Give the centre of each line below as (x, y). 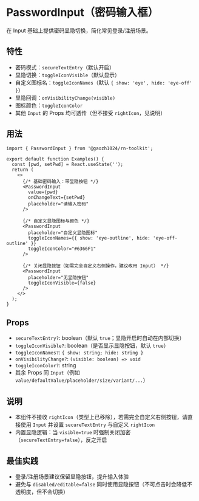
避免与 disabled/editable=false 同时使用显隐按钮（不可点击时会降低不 (104, 484)
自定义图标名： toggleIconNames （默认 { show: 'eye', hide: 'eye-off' (103, 82)
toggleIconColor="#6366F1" (62, 249)
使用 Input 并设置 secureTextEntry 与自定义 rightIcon (88, 425)
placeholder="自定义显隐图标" (63, 233)
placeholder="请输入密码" (59, 204)
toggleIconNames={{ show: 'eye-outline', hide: (89, 238)
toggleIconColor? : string (46, 365)
